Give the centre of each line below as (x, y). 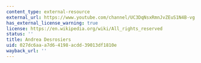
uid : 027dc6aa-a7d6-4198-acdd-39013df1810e (62, 46)
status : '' (20, 34)
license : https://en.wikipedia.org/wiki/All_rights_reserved (85, 28)
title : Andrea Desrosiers (39, 40)
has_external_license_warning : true (52, 23)
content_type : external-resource (48, 12)
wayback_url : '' (26, 51)
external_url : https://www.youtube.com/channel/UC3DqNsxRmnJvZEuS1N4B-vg (101, 17)
